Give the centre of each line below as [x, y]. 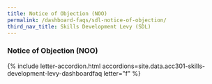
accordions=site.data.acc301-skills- [154, 66]
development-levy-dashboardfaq [55, 73]
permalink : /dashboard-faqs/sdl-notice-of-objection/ [87, 20]
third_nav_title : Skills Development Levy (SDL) [79, 26]
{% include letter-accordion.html [54, 66]
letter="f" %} [122, 73]
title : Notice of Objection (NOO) [58, 14]
